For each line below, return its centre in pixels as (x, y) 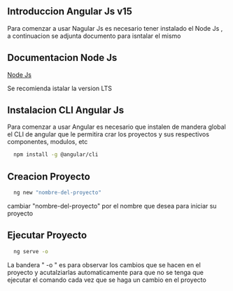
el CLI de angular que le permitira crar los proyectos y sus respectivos (108, 134)
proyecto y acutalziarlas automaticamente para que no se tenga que (106, 272)
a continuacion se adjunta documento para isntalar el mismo (94, 36)
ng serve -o (31, 251)
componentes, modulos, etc (48, 142)
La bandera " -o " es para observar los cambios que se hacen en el (104, 264)
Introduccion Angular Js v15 (70, 12)
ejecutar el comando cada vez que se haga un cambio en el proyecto (107, 280)
